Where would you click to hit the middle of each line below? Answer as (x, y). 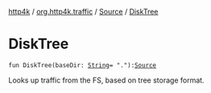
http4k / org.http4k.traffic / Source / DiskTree (83, 12)
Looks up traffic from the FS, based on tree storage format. (106, 80)
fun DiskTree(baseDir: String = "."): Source (83, 65)
